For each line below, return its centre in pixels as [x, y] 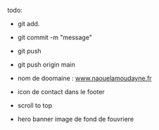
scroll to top [35, 105]
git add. [28, 24]
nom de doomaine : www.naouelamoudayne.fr [85, 78]
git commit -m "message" [55, 37]
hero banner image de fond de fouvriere [76, 119]
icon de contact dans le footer [61, 92]
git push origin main [46, 65]
